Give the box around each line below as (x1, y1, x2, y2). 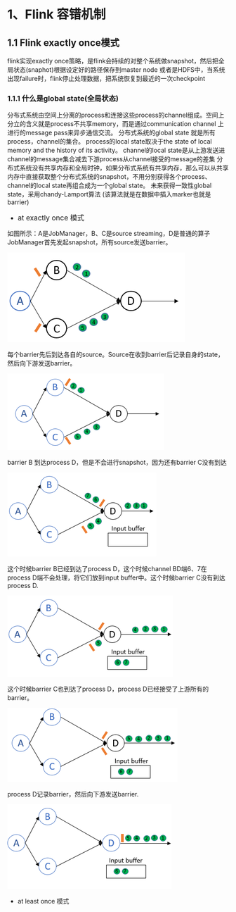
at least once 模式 (17, 897, 70, 906)
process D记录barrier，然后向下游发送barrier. (7, 790, 139, 799)
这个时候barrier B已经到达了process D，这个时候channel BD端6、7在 (7, 565, 207, 573)
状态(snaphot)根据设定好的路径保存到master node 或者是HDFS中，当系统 (13, 65, 225, 74)
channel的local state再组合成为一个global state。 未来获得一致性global (7, 181, 212, 190)
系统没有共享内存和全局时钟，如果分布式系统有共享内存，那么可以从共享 (19, 163, 229, 173)
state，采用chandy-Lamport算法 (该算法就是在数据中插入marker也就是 (7, 190, 211, 199)
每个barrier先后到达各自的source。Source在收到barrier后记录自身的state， (7, 350, 225, 359)
